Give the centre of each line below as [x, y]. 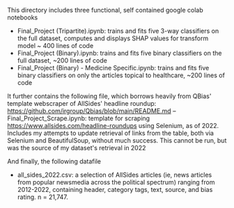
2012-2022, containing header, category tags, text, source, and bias [115, 190]
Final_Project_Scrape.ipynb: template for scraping [79, 118]
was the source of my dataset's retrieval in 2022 [77, 148]
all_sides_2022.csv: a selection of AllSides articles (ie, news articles [115, 175]
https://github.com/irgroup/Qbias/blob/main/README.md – [92, 111]
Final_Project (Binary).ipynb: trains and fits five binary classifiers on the [119, 53]
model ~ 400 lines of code [55, 46]
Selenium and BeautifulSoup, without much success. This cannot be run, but [117, 141]
